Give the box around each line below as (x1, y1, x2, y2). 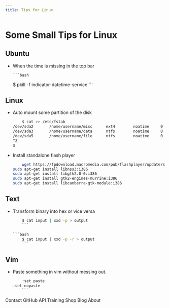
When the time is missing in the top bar (12, 63, 95, 69)
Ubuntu (5, 49, 29, 58)
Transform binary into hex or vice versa (12, 208, 95, 214)
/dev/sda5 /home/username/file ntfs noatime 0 (12, 134, 163, 139)
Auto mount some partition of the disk (12, 109, 92, 115)
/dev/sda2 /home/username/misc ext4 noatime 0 (12, 124, 163, 129)
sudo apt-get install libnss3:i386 (12, 167, 88, 172)
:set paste (22, 279, 45, 284)
